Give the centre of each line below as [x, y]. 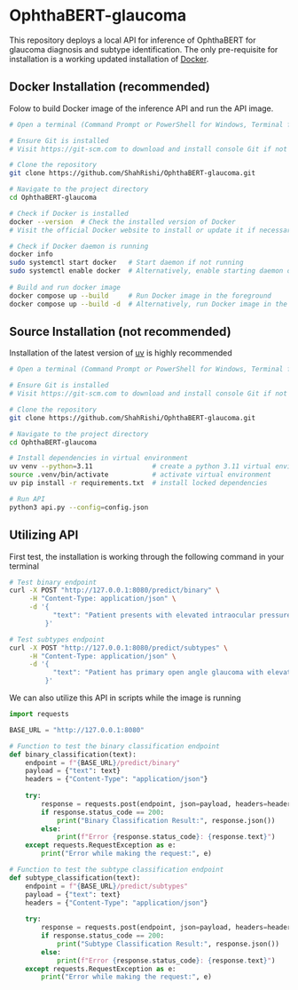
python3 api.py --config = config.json [79, 507]
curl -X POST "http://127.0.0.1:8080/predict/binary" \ [114, 591]
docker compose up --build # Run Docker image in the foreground [141, 295]
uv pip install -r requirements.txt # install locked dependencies [138, 483]
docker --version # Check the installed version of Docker [123, 222]
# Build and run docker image [65, 287]
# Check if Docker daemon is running [79, 246]
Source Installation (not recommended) [121, 331]
